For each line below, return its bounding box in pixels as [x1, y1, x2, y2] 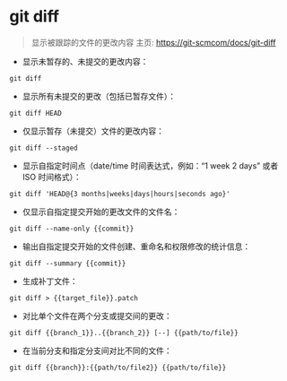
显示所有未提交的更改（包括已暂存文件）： [22, 91, 177, 101]
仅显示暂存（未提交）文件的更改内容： [22, 126, 164, 136]
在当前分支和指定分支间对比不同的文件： [22, 345, 172, 356]
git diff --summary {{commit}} [9, 258, 126, 268]
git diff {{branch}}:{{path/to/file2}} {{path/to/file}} [9, 363, 227, 372]
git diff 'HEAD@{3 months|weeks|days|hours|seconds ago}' [9, 189, 230, 198]
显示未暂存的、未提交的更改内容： [22, 56, 149, 66]
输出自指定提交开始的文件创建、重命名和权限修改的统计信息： [22, 240, 251, 252]
